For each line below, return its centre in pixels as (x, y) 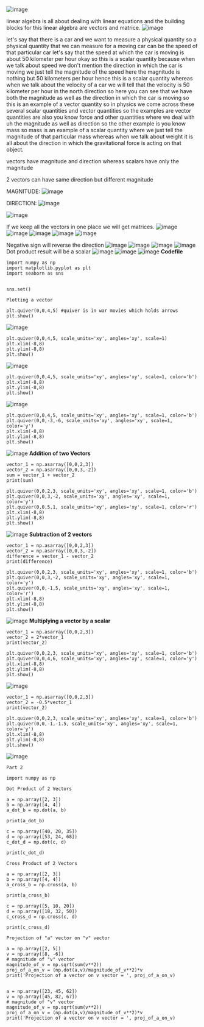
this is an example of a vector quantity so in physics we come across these (100, 104)
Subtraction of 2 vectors (61, 534)
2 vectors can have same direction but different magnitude (80, 179)
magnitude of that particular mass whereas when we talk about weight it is (100, 136)
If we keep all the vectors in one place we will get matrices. (80, 227)
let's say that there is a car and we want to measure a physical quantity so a (101, 39)
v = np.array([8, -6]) (35, 954)
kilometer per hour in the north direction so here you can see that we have (100, 91)
